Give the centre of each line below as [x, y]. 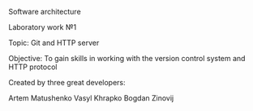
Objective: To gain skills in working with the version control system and [127, 58]
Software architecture [45, 12]
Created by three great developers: [67, 82]
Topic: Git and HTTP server [54, 43]
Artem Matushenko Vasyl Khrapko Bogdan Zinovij [91, 98]
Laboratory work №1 [43, 27]
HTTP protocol [33, 67]
